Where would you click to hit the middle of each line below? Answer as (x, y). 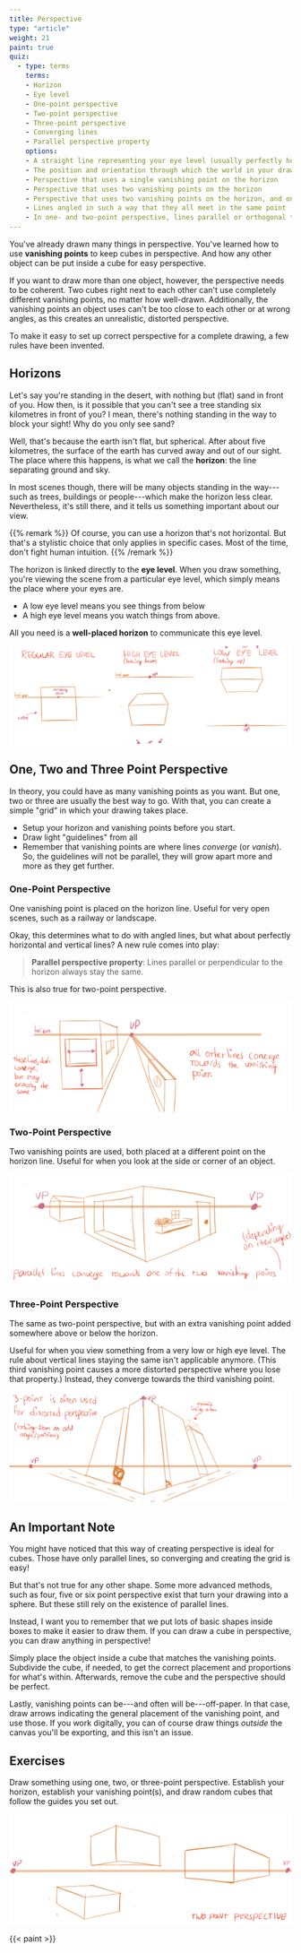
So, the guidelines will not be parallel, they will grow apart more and (147, 856)
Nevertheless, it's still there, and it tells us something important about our (144, 506)
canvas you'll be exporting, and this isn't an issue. (102, 1733)
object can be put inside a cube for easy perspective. (107, 263)
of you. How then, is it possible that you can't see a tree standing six (135, 404)
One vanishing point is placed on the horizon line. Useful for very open (140, 909)
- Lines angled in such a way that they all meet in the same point (156, 208)
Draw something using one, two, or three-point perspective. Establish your (147, 1782)
